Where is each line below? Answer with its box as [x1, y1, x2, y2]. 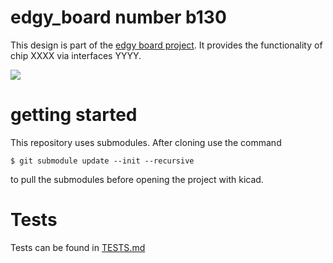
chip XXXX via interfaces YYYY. [10, 49, 142, 61]
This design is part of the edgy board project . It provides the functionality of [10, 39, 323, 51]
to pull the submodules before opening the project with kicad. [10, 173, 264, 185]
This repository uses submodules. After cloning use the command [10, 136, 282, 148]
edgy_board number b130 [10, 6, 227, 29]
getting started [10, 104, 138, 126]
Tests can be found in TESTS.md [10, 241, 146, 253]
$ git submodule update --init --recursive [10, 156, 195, 166]
